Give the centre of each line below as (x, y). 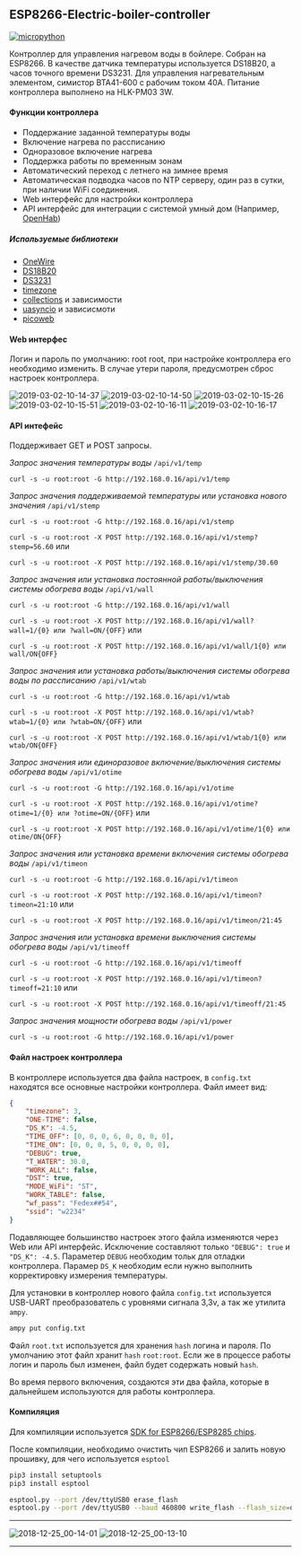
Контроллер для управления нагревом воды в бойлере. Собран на (138, 54)
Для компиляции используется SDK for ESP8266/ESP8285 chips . (133, 1431)
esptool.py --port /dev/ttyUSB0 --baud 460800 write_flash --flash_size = (150, 1508)
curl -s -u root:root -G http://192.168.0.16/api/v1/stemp (122, 522)
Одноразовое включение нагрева (87, 152)
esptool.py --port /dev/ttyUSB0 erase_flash (94, 1499)
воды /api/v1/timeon (48, 863)
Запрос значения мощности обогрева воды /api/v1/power (121, 1021)
